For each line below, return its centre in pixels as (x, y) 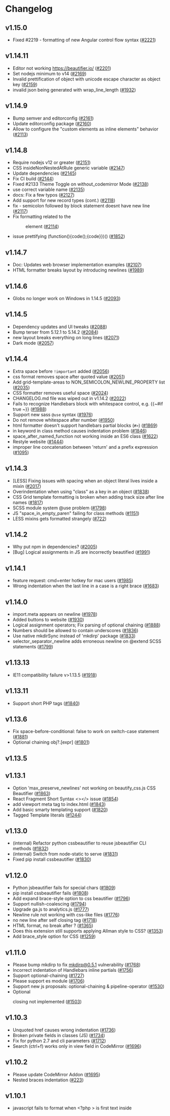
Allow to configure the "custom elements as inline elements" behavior (86, 129)
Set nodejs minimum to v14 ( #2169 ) (49, 73)
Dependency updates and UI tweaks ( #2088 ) (60, 326)
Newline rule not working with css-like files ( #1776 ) (66, 915)
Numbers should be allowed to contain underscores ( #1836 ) (75, 630)
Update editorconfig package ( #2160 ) (52, 123)
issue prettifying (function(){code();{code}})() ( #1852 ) (69, 236)
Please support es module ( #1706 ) (48, 981)
